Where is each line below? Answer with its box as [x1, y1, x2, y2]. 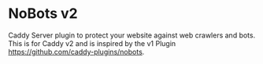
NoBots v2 [8, 5, 78, 23]
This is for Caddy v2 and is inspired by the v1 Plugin [8, 38, 176, 48]
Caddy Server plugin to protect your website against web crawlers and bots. [8, 30, 256, 40]
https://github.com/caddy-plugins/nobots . [8, 47, 145, 56]
